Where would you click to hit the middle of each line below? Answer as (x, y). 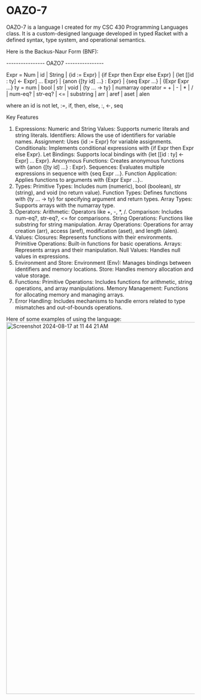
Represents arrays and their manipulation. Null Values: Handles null (98, 250)
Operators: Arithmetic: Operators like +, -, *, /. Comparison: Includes (99, 211)
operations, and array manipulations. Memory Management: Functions (101, 288)
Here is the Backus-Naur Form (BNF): (52, 51)
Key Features (22, 117)
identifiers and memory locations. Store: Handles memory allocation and (104, 269)
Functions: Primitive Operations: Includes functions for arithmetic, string (103, 282)
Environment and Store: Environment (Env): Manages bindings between (103, 262)
